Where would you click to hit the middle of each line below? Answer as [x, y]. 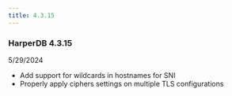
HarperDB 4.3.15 [40, 42]
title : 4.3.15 [32, 15]
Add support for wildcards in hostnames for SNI [97, 75]
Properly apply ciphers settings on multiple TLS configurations [122, 83]
